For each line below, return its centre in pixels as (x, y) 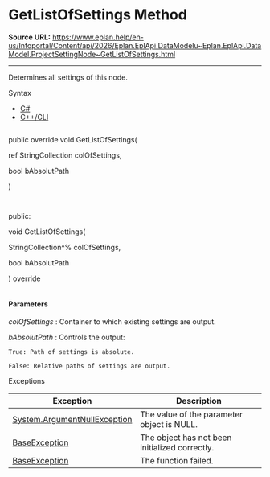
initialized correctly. (177, 448)
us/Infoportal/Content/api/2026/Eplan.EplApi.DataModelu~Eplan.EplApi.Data (135, 45)
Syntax (20, 93)
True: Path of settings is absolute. (72, 352)
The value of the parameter (192, 414)
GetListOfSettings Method (98, 15)
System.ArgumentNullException (72, 420)
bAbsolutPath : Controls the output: (67, 337)
